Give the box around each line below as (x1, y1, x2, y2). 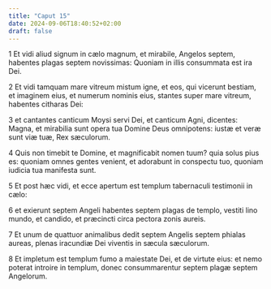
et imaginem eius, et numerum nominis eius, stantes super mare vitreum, (8, 91, 252, 101)
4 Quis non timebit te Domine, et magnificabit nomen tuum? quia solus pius (8, 148, 260, 158)
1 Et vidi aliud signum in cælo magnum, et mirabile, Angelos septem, (8, 50, 235, 59)
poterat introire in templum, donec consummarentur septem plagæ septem (8, 263, 258, 273)
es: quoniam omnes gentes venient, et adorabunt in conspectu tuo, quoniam (8, 157, 264, 166)
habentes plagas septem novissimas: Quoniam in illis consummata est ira (8, 58, 253, 67)
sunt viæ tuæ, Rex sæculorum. (8, 132, 111, 142)
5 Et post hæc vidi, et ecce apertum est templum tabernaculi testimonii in (8, 181, 253, 191)
